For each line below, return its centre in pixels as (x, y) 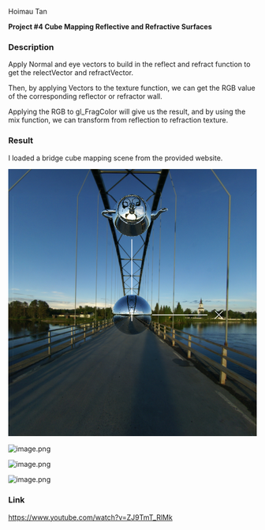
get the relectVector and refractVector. (71, 73)
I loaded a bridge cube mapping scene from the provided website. (116, 158)
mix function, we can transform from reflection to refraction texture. (118, 120)
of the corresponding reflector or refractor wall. (86, 96)
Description (31, 47)
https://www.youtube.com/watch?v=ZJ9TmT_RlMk (91, 517)
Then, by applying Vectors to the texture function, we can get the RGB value (132, 88)
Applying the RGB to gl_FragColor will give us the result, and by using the (127, 112)
